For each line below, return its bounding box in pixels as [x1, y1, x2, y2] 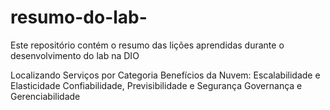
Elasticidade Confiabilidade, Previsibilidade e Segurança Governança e [10, 79, 303, 91]
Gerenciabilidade [10, 90, 81, 102]
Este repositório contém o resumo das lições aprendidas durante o [10, 39, 285, 51]
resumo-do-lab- [10, 6, 148, 29]
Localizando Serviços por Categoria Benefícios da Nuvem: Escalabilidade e [10, 69, 321, 81]
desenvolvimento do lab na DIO [10, 49, 140, 61]
